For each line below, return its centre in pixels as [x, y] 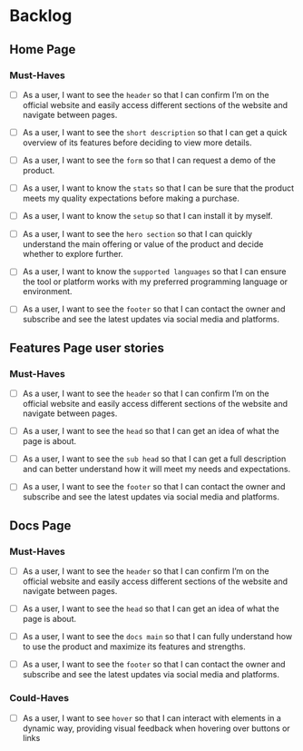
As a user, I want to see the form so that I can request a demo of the [149, 160]
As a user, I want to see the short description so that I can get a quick [155, 132]
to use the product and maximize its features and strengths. [134, 647]
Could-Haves [39, 698]
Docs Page [40, 525]
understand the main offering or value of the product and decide [143, 244]
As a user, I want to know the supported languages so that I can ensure [154, 272]
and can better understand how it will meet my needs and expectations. [156, 469]
